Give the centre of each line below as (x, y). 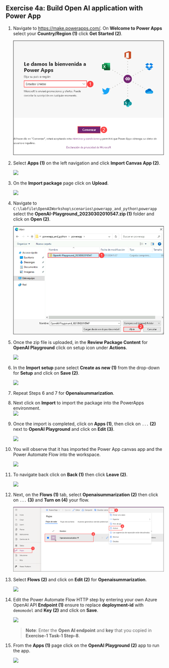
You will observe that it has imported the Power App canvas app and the (88, 449)
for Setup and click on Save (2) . (46, 373)
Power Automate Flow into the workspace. (57, 454)
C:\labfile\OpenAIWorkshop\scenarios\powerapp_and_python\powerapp (85, 209)
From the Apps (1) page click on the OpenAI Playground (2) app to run (86, 645)
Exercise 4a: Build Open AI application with (74, 8)
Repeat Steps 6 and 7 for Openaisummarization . (63, 393)
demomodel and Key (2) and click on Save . (55, 610)
